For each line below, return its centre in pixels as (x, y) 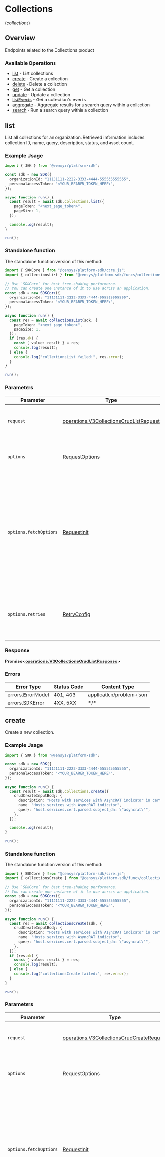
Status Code (69, 687)
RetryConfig (77, 614)
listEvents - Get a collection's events (49, 100)
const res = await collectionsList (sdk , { (54, 320)
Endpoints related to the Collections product (50, 50)
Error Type (28, 687)
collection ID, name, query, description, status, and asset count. (69, 143)
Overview (20, 38)
